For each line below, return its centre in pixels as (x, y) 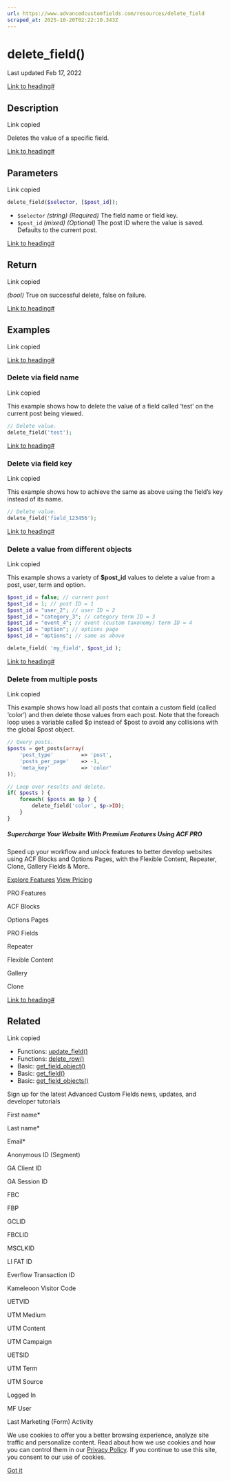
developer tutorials (34, 1101)
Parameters (33, 173)
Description (33, 108)
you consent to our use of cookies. (56, 1457)
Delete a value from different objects (70, 549)
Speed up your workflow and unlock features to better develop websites (109, 851)
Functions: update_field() (52, 1051)
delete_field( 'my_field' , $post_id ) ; (64, 648)
